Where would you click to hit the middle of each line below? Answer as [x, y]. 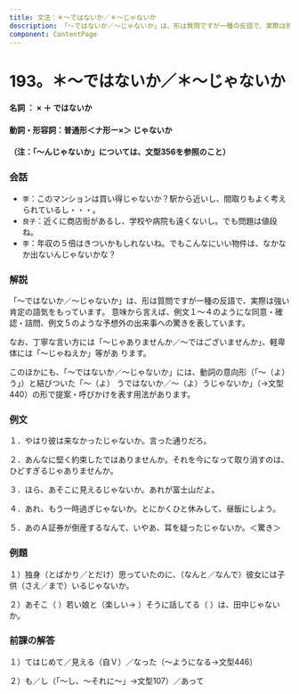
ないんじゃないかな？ [77, 254]
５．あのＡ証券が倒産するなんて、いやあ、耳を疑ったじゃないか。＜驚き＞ [145, 528]
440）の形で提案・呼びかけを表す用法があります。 [102, 394]
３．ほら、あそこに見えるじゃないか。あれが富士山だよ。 [114, 490]
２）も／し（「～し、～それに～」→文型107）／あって [107, 681]
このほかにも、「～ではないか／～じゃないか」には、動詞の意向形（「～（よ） [149, 372]
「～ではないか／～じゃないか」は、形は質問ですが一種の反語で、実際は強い [149, 301]
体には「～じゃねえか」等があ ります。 [80, 352]
